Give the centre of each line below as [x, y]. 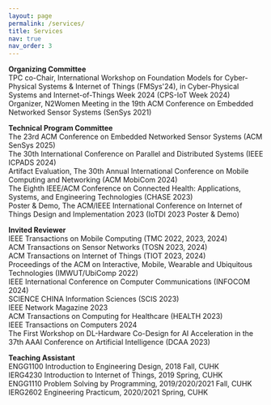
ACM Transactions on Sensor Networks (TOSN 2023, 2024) [108, 248]
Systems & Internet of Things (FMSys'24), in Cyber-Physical [138, 87]
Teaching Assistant [42, 358]
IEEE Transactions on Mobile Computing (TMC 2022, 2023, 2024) [118, 239]
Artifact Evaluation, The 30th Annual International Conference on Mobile [129, 171]
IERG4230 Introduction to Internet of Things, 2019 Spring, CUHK [116, 375]
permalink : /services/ [47, 24]
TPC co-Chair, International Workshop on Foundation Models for [116, 78]
